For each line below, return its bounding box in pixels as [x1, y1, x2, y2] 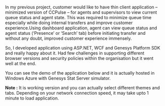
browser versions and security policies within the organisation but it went [5, 55, 154, 61]
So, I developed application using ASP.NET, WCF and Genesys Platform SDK [5, 45, 161, 51]
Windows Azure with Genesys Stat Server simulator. [5, 76, 111, 81]
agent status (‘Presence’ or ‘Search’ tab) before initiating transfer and [5, 30, 146, 36]
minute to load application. [5, 95, 59, 101]
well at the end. [5, 61, 36, 66]
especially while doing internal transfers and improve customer [5, 20, 133, 26]
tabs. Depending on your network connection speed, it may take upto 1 [5, 90, 149, 96]
